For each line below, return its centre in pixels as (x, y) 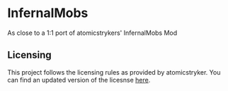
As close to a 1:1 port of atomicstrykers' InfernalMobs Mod (92, 33)
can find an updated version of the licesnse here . (79, 80)
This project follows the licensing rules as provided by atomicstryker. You (114, 72)
